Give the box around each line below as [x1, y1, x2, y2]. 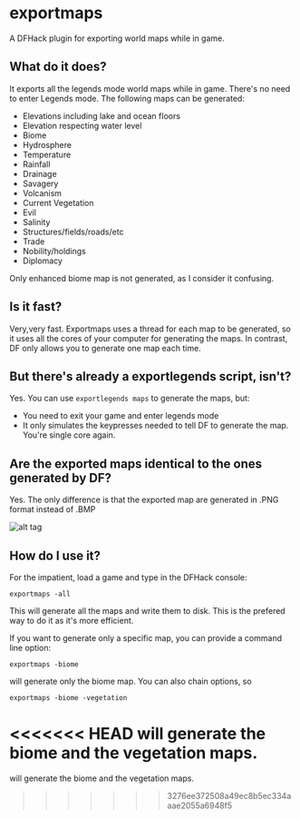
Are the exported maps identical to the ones [9, 456, 263, 471]
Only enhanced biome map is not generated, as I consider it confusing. [9, 272, 275, 283]
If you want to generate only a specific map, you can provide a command [9, 633, 283, 643]
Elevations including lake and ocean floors [22, 110, 181, 121]
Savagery [22, 178, 59, 189]
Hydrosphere [22, 139, 73, 150]
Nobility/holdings [22, 245, 86, 256]
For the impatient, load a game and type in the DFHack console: [9, 572, 247, 583]
